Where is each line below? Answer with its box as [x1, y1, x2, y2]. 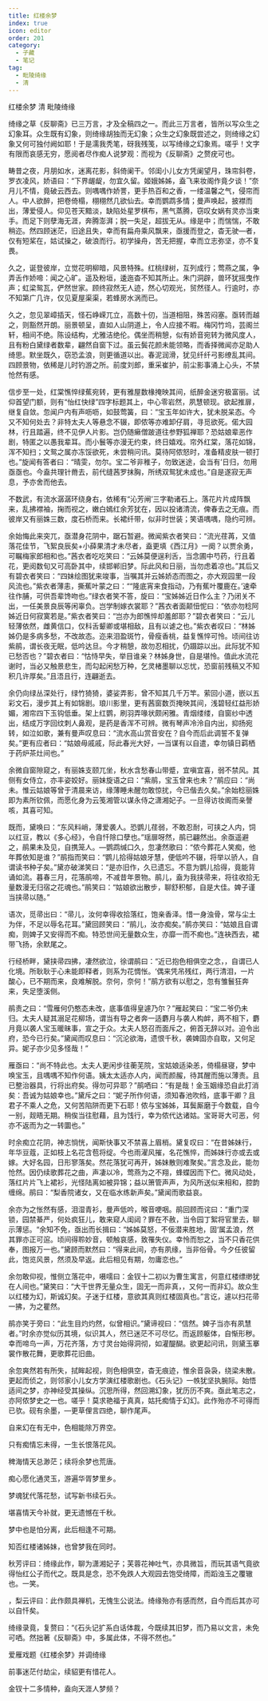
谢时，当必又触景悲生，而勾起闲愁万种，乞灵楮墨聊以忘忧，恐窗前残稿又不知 [8, 661, 260, 671]
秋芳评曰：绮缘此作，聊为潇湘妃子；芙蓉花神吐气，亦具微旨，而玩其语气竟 [8, 1559, 253, 1568]
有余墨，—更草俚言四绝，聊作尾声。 [35, 1406, 156, 1415]
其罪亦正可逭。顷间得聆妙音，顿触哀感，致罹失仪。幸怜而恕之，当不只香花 [8, 1234, 253, 1244]
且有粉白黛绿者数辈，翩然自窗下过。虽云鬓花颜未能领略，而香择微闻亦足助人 [8, 339, 260, 349]
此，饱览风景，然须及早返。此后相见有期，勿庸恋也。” [8, 1254, 183, 1264]
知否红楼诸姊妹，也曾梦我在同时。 [8, 1542, 120, 1551]
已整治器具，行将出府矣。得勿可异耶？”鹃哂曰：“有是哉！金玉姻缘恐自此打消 [8, 1080, 259, 1089]
